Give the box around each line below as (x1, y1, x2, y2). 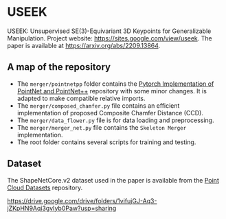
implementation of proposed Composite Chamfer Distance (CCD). (16, 108, 204, 117)
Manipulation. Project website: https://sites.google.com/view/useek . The (7, 34, 213, 42)
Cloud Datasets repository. (7, 183, 83, 192)
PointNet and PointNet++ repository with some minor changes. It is (16, 87, 207, 95)
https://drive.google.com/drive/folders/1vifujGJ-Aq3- (7, 196, 157, 205)
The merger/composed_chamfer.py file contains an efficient (16, 101, 180, 110)
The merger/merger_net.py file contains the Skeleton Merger (16, 123, 187, 131)
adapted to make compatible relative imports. (16, 94, 146, 102)
